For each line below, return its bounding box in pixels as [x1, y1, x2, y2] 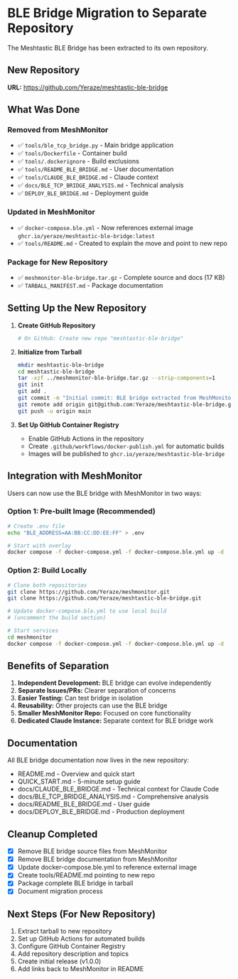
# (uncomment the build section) [7, 615, 107, 622]
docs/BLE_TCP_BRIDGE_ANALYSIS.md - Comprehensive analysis [17, 792, 210, 801]
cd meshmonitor [7, 634, 53, 641]
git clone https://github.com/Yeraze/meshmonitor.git [7, 588, 171, 595]
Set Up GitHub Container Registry [17, 421, 119, 429]
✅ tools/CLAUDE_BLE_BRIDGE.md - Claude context [17, 173, 158, 182]
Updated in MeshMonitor [7, 207, 96, 217]
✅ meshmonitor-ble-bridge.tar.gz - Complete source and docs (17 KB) [17, 274, 225, 282]
